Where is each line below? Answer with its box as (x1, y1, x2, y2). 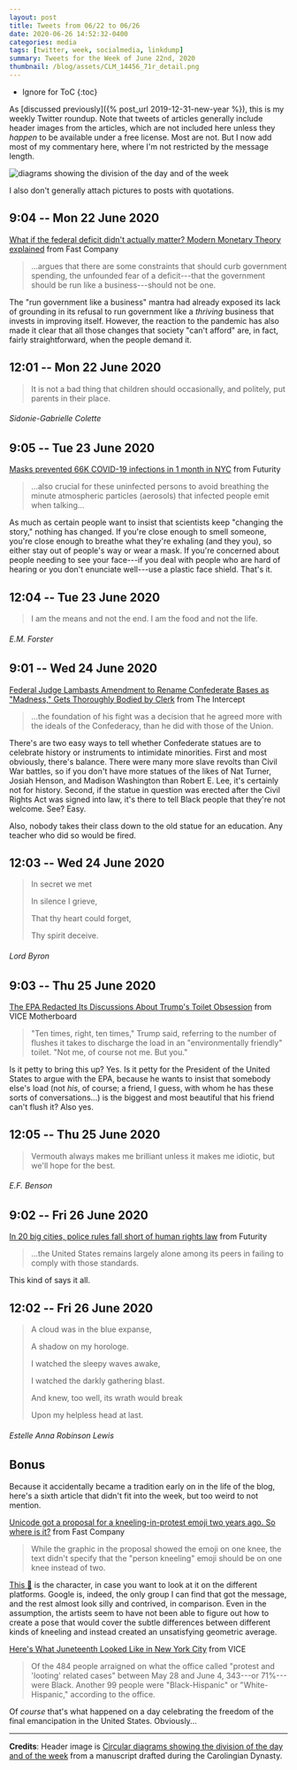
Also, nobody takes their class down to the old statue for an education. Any (9, 820, 283, 831)
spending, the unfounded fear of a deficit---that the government (30, 270, 265, 281)
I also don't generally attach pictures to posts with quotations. (9, 185, 234, 196)
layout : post (9, 12, 57, 22)
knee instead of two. (30, 1562, 106, 1573)
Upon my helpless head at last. (30, 1410, 144, 1420)
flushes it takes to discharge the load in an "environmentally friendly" (30, 1037, 283, 1048)
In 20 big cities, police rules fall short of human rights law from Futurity (9, 1231, 268, 1242)
